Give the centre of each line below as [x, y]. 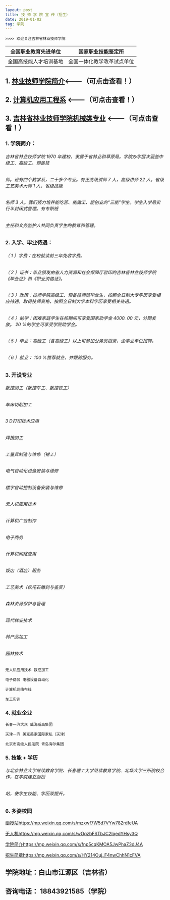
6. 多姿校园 [19, 811]
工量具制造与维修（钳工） [32, 454]
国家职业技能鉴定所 [101, 52]
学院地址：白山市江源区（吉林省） [58, 872]
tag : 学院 [15, 24]
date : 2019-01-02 [23, 19]
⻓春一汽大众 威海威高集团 [29, 724]
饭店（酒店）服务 [23, 570]
